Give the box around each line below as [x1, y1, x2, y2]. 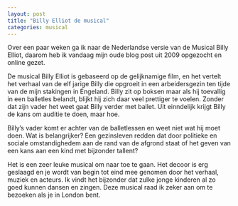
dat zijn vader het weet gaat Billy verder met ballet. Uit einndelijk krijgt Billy [7, 103, 226, 111]
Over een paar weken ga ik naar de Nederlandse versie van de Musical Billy [7, 43, 229, 52]
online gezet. [7, 58, 45, 67]
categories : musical [7, 24, 69, 31]
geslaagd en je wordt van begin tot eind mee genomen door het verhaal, [7, 168, 219, 177]
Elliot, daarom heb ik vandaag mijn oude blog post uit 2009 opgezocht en [7, 51, 222, 59]
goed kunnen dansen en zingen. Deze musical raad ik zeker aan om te [7, 183, 213, 192]
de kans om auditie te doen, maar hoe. [7, 110, 120, 118]
